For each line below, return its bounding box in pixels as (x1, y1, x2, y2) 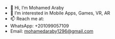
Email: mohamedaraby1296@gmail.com (10, 28, 94, 34)
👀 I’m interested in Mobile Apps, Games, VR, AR (10, 10, 110, 16)
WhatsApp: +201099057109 (10, 23, 69, 28)
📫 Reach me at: (10, 15, 44, 21)
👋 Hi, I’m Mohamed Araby (10, 5, 64, 10)
